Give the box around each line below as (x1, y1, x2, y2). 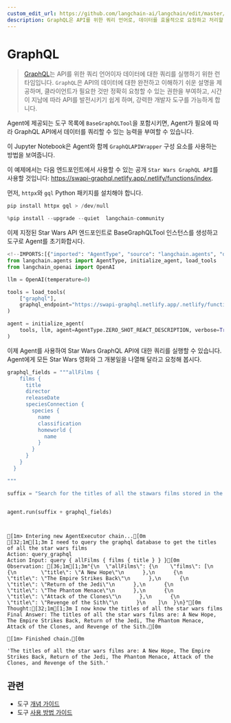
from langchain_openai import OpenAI (7, 264, 115, 270)
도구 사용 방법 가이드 (16, 709, 73, 717)
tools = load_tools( (7, 288, 67, 295)
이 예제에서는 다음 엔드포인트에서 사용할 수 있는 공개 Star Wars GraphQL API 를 (7, 166, 219, 174)
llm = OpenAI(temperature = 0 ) (7, 276, 91, 283)
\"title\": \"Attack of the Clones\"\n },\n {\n (7, 593, 180, 600)
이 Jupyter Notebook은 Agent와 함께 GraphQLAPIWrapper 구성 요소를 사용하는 (7, 142, 217, 150)
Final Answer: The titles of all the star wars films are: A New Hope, (7, 611, 217, 618)
